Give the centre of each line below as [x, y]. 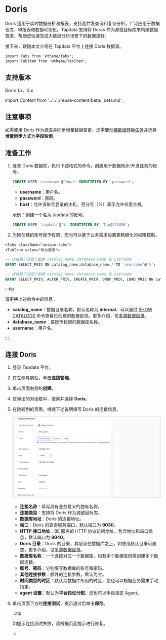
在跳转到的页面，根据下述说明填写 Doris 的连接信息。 [66, 409]
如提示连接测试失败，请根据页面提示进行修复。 [60, 623]
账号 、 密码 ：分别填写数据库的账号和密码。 [63, 568]
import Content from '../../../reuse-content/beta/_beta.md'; [64, 100]
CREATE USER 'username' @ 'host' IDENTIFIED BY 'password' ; [73, 182]
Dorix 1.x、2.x [19, 90]
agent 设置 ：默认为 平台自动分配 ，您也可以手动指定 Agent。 [81, 593]
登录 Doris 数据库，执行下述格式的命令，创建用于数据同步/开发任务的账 [84, 166]
